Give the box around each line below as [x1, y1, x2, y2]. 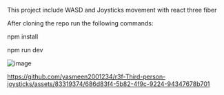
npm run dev [7, 46, 43, 54]
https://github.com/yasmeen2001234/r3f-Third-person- [7, 72, 166, 81]
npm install [7, 32, 39, 41]
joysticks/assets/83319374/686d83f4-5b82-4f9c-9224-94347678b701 [7, 80, 210, 88]
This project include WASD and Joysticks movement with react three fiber [7, 6, 217, 14]
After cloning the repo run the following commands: [7, 19, 154, 27]
